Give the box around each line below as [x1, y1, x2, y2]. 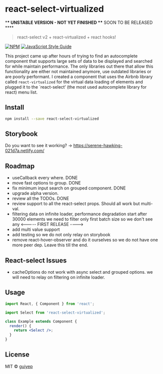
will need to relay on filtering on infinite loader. [12, 274, 106, 280]
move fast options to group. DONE [12, 180, 81, 186]
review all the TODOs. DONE [12, 196, 70, 202]
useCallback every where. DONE [12, 175, 78, 181]
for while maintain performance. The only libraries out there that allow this [5, 63, 153, 69]
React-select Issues [5, 256, 67, 264]
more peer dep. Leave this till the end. [12, 242, 89, 248]
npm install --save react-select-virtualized [5, 116, 99, 121]
